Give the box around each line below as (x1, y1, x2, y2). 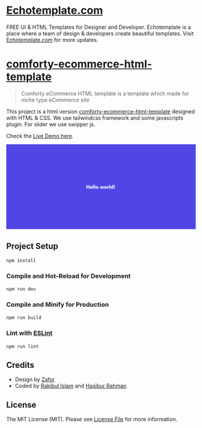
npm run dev (6, 286, 36, 292)
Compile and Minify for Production (6, 301, 109, 309)
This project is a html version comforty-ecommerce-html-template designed (6, 107, 195, 115)
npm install (6, 258, 36, 264)
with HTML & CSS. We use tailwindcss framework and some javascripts (6, 114, 183, 121)
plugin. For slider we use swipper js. (6, 121, 96, 128)
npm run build (6, 315, 42, 321)
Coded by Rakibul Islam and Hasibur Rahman (14, 382, 127, 390)
